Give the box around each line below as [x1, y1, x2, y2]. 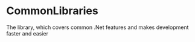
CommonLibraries [6, 4, 98, 18]
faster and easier [6, 30, 49, 37]
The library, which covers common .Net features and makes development [6, 24, 189, 31]
